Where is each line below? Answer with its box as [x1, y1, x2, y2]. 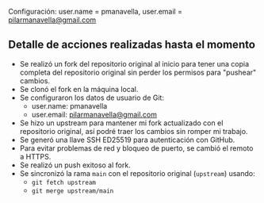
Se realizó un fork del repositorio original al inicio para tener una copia [19, 59, 250, 68]
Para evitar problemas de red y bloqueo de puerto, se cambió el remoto [19, 143, 254, 153]
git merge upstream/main [31, 186, 114, 195]
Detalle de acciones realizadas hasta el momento [8, 38, 256, 52]
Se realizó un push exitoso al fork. [19, 160, 131, 170]
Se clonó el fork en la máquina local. [19, 84, 139, 94]
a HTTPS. [19, 151, 52, 161]
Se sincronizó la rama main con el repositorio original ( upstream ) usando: [19, 168, 255, 178]
